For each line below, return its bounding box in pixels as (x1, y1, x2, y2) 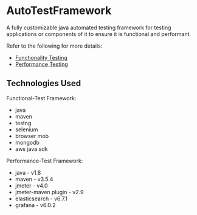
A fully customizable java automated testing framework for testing (6, 24, 171, 31)
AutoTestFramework (6, 4, 112, 18)
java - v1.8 (15, 169, 41, 176)
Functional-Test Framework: (6, 94, 77, 101)
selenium (15, 126, 38, 133)
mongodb (15, 139, 40, 146)
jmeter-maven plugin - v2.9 (15, 188, 84, 195)
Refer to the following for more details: (6, 42, 103, 49)
